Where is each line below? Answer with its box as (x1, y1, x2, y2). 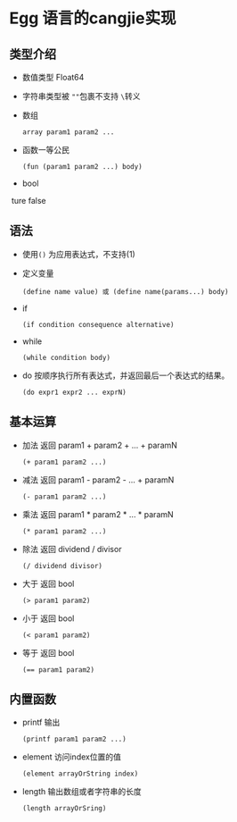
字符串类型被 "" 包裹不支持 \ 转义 (21, 91, 141, 101)
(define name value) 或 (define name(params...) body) (21, 287, 229, 296)
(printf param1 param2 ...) (21, 734, 127, 744)
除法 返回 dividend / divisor (21, 543, 122, 554)
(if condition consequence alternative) (21, 320, 175, 329)
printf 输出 (21, 717, 61, 728)
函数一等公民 (21, 145, 69, 155)
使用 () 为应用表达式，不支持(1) (21, 248, 135, 259)
